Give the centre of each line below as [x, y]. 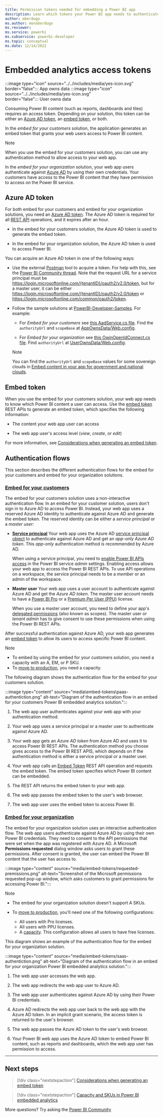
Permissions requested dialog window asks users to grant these [70, 849]
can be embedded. [31, 776]
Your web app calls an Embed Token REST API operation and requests [82, 766]
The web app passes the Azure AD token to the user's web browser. [80, 1029]
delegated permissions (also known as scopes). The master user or [79, 614]
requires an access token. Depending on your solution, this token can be [77, 114]
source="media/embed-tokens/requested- [97, 868]
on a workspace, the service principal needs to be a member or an [79, 574]
